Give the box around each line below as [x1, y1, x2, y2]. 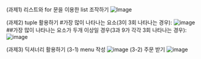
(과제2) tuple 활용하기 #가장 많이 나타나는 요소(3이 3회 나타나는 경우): [6, 19, 172, 26]
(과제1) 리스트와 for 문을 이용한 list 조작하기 [6, 6, 109, 13]
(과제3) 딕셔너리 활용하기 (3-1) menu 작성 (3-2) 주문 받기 [6, 46, 165, 53]
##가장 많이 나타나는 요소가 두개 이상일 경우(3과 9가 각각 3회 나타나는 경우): [6, 27, 187, 33]
